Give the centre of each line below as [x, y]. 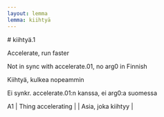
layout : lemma [28, 13]
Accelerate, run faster [38, 53]
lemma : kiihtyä [29, 20]
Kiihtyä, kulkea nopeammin [46, 79]
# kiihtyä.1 [21, 39]
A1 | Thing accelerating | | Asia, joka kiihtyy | [70, 106]
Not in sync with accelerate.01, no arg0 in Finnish [77, 66]
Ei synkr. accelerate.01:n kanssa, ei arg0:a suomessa [82, 93]
